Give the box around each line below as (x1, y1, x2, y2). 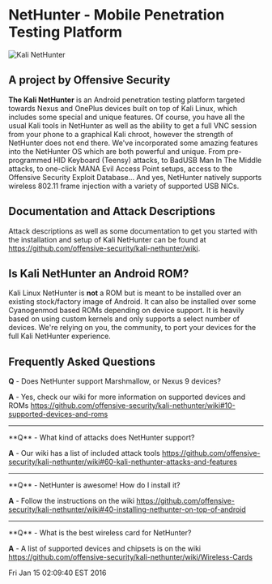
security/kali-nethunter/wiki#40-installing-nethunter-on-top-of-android (8, 505, 247, 514)
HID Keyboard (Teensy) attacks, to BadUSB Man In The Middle (53, 155, 261, 165)
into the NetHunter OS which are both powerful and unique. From (8, 146, 226, 156)
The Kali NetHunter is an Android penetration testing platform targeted (8, 95, 245, 105)
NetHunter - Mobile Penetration (8, 6, 225, 24)
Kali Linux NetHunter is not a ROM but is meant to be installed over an (8, 288, 241, 298)
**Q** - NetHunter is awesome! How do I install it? (8, 480, 181, 490)
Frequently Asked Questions (8, 354, 156, 368)
